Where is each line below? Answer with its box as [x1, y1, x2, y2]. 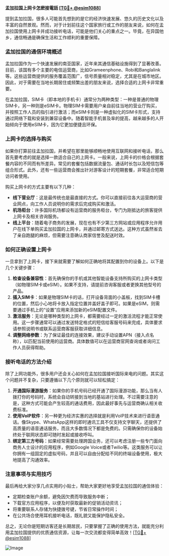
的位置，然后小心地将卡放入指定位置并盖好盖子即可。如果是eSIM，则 [12, 300, 156, 306]
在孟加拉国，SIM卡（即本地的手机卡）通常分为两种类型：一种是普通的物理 [5, 97, 159, 103]
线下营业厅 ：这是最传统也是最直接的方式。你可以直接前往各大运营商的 [12, 194, 158, 200]
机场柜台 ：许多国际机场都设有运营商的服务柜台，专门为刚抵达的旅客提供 [12, 207, 162, 213]
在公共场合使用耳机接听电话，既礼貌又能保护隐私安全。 [12, 513, 127, 519]
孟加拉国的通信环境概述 [5, 48, 62, 55]
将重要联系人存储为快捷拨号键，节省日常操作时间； [12, 506, 119, 512]
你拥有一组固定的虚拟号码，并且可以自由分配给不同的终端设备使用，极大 [12, 450, 162, 457]
